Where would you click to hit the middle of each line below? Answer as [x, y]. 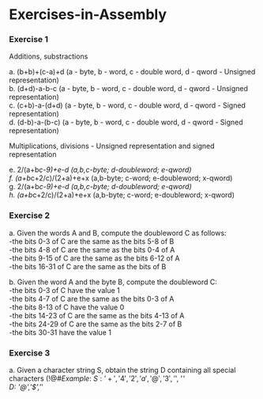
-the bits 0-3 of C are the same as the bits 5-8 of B [92, 241]
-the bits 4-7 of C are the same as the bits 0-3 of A [92, 298]
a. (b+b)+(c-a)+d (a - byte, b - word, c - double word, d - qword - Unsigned [132, 72]
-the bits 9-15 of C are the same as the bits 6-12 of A [94, 258]
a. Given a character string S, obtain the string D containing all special [122, 370]
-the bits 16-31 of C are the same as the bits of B [88, 266]
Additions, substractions [49, 56]
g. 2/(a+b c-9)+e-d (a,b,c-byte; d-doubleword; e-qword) [101, 187]
